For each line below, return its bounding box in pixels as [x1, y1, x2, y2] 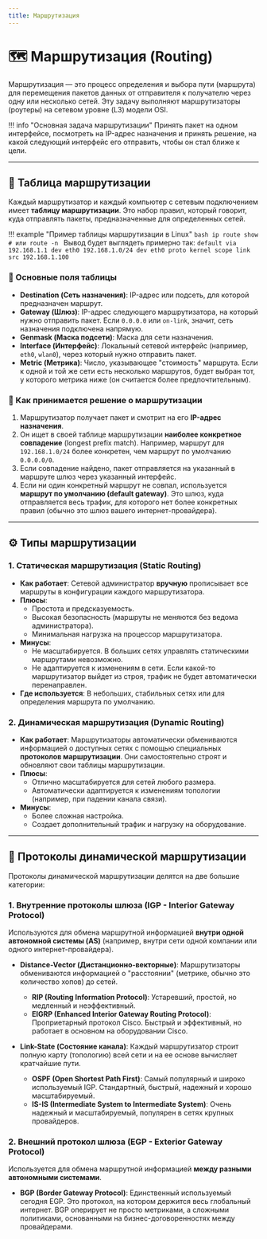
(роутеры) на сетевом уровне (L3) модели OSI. [8, 104, 168, 114]
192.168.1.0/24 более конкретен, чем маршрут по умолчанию [19, 446, 232, 456]
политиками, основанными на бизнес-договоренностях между [19, 1214, 236, 1223]
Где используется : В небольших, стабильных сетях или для [19, 688, 225, 698]
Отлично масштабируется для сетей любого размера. [31, 777, 216, 786]
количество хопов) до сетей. [19, 977, 118, 986]
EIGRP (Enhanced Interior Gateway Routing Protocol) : [31, 1010, 212, 1019]
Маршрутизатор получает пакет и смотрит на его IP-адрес [19, 412, 222, 422]
